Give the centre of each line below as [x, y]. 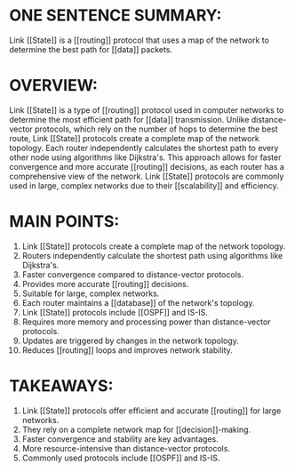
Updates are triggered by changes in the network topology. [131, 340]
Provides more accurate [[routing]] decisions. [105, 284]
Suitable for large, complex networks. [91, 293]
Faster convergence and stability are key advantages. [120, 439]
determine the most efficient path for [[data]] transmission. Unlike [129, 119]
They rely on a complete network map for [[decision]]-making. [136, 429]
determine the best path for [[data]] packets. [91, 49]
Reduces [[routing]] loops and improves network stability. [127, 350]
